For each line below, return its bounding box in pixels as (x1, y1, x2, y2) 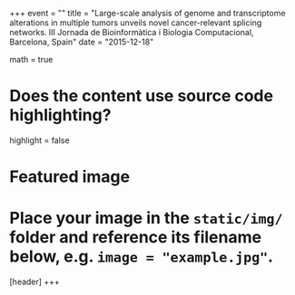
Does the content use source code (9, 86, 274, 107)
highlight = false (9, 135, 70, 146)
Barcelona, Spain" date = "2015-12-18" (9, 36, 154, 47)
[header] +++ (9, 276, 61, 288)
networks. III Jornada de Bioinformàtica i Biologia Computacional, (9, 27, 254, 37)
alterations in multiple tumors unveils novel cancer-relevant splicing (9, 17, 262, 28)
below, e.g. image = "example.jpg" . (9, 246, 274, 267)
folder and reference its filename (9, 227, 261, 248)
